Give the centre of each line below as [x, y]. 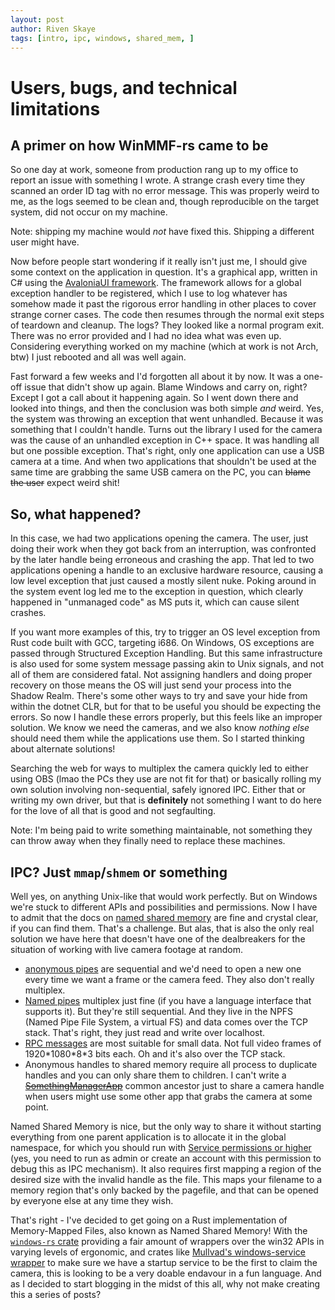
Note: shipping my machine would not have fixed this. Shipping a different [162, 232]
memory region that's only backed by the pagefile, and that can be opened [164, 1190]
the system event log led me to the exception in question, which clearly [157, 592]
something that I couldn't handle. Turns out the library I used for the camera [166, 430]
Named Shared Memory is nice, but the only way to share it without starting [166, 1126]
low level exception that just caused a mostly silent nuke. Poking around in [163, 581]
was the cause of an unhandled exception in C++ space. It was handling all [165, 440]
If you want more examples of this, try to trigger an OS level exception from [165, 632]
